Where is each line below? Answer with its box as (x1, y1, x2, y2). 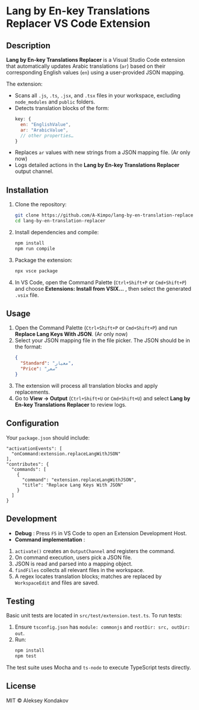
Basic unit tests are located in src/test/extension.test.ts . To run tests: (6, 612, 182, 619)
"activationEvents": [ (6, 445, 62, 451)
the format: (14, 343, 43, 350)
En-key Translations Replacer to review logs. (14, 401, 127, 408)
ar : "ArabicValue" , (20, 127, 69, 133)
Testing (6, 596, 35, 606)
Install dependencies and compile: (14, 228, 99, 235)
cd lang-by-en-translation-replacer (14, 218, 106, 224)
